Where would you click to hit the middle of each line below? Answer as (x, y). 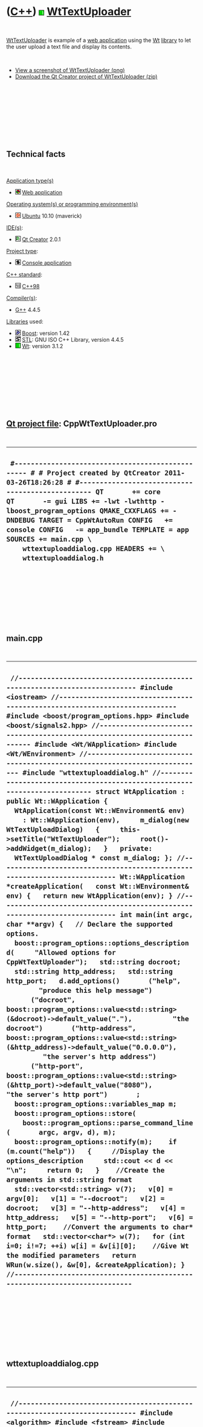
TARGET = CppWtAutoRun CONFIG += (106, 520)
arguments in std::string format (69, 1180)
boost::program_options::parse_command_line (108, 1123)
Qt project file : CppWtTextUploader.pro (82, 424)
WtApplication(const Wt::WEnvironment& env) (100, 810)
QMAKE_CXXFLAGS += (134, 511)
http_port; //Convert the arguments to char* (100, 1227)
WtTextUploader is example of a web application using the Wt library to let (99, 40)
